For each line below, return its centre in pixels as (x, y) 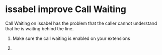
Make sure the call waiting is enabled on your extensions (71, 38)
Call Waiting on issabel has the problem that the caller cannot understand (81, 23)
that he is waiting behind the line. (39, 28)
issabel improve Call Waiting (66, 9)
